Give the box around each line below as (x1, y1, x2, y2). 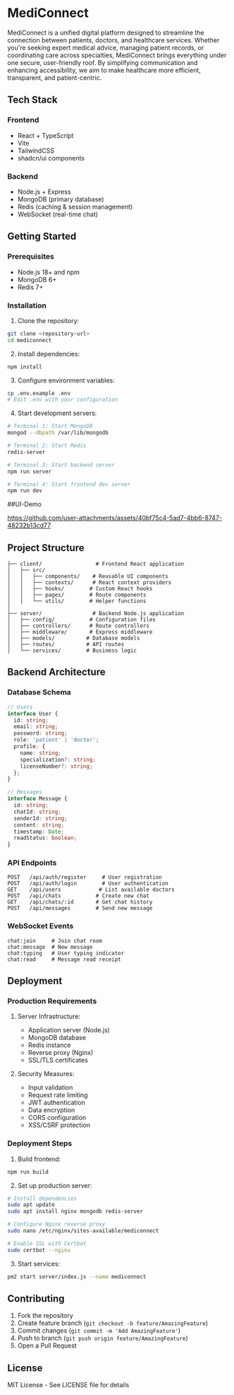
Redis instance (27, 1041, 71, 1049)
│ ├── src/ (7, 567, 46, 574)
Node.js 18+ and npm (17, 267, 80, 276)
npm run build (7, 1168, 49, 1175)
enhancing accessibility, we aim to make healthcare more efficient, (7, 66, 201, 74)
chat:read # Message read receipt (7, 956, 121, 963)
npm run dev (7, 487, 42, 494)
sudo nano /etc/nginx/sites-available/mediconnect (7, 1227, 159, 1235)
